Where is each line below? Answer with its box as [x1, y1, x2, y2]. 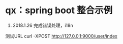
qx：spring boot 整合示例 [5, 5, 113, 16]
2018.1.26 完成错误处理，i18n [12, 22, 73, 28]
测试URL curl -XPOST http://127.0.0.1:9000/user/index [5, 33, 118, 39]
